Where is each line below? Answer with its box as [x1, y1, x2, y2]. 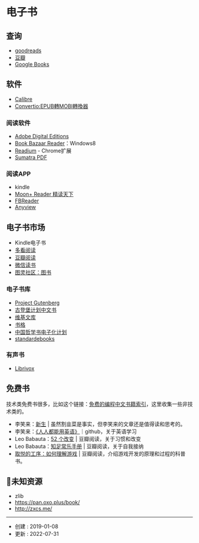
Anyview [14, 204, 37, 211]
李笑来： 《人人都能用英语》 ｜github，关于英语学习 [14, 428, 137, 435]
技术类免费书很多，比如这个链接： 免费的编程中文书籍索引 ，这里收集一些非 [6, 400, 188, 407]
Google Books [14, 61, 50, 68]
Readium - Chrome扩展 [14, 147, 72, 154]
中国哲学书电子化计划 [14, 328, 67, 335]
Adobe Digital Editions [14, 133, 69, 140]
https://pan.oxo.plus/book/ [14, 499, 80, 506]
